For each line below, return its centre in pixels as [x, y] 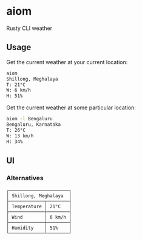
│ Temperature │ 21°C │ [39, 207]
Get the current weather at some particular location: [71, 107]
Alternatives [25, 178]
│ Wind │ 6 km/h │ [39, 217]
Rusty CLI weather [29, 28]
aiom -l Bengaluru [29, 119]
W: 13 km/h [20, 136]
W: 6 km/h [19, 90]
